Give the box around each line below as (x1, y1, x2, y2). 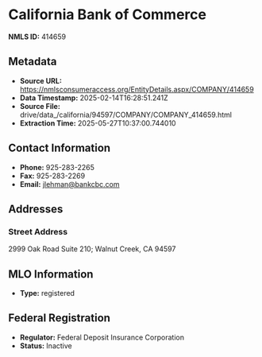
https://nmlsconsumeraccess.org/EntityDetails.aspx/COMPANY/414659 (19, 84, 254, 94)
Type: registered (19, 289, 75, 298)
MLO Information (8, 267, 94, 281)
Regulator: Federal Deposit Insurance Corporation (19, 332, 185, 342)
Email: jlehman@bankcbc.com (19, 179, 121, 188)
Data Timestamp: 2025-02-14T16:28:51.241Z (19, 93, 168, 103)
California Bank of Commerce (8, 6, 206, 24)
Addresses (8, 202, 64, 215)
